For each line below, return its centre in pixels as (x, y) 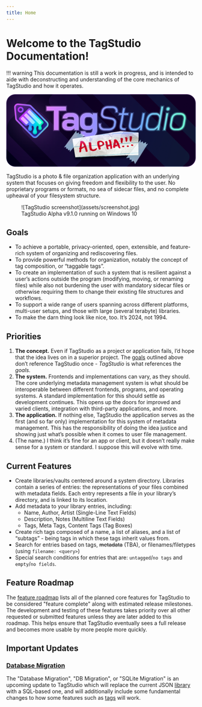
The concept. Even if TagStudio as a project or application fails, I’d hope (105, 351)
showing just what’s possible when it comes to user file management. (101, 434)
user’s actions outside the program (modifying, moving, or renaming (99, 279)
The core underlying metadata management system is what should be (102, 383)
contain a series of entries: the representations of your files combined (101, 487)
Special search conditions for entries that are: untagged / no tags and (99, 557)
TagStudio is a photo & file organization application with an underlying (93, 176)
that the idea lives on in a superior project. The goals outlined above (99, 357)
